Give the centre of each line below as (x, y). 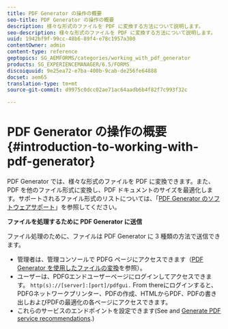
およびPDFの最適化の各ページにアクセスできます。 (100, 302)
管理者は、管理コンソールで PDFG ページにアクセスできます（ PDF (110, 259)
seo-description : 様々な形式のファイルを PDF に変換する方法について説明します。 (112, 33)
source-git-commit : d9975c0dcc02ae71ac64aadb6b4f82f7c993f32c (97, 90)
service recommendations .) (56, 319)
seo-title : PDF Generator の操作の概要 (61, 20)
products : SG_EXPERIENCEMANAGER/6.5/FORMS (68, 64)
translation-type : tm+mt (42, 84)
